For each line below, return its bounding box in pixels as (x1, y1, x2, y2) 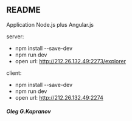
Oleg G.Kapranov (6, 108, 52, 115)
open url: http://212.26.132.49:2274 (15, 94, 103, 101)
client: (6, 69, 22, 77)
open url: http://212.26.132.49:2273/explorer (15, 57, 127, 64)
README (6, 5, 41, 15)
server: (6, 33, 24, 40)
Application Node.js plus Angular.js (6, 21, 94, 28)
